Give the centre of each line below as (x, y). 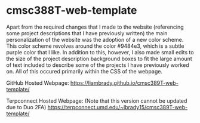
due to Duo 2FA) (26, 107)
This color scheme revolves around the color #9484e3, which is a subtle (95, 46)
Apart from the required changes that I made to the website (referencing (95, 27)
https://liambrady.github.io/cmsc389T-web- (125, 83)
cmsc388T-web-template (72, 10)
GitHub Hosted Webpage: (38, 83)
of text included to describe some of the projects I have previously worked (98, 65)
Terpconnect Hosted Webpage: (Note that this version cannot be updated (97, 101)
